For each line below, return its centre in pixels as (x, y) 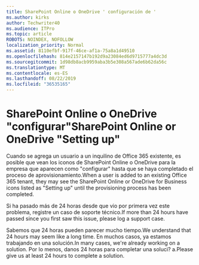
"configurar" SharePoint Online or (91, 127)
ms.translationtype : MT (36, 67)
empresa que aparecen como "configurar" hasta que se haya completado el (100, 168)
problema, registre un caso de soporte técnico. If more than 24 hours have (97, 212)
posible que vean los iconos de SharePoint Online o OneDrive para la (91, 162)
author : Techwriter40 (33, 23)
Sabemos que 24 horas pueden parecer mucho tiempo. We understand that (99, 230)
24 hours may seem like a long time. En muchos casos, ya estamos (89, 236)
